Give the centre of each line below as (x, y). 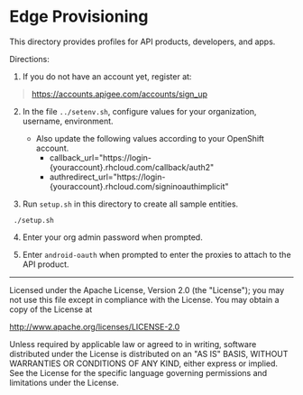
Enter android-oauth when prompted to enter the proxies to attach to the (156, 254)
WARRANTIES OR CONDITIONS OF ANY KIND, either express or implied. (143, 363)
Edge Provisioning (79, 17)
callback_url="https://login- (100, 157)
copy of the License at (51, 309)
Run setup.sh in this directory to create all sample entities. (130, 204)
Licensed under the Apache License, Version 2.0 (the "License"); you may (147, 289)
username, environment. (68, 121)
